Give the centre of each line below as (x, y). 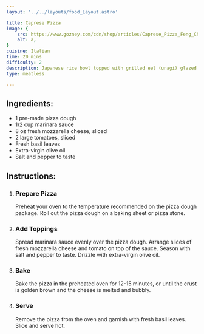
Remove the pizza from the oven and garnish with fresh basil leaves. (100, 319)
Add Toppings (36, 228)
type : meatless (25, 73)
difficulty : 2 (24, 62)
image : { (17, 29)
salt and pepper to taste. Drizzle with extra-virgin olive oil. (87, 255)
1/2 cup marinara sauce (44, 124)
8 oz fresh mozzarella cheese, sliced (61, 131)
